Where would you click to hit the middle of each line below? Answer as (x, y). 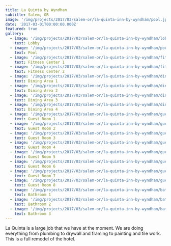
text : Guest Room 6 (35, 166)
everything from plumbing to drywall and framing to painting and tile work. (83, 234)
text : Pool (26, 52)
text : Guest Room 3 (35, 138)
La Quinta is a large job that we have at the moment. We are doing (74, 228)
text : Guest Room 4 (35, 147)
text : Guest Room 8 (35, 185)
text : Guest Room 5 (35, 157)
